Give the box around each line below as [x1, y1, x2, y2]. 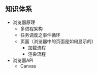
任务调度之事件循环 [20, 32, 61, 38]
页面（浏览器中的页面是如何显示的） [20, 38, 96, 44]
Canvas [20, 63, 37, 69]
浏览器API [12, 57, 34, 63]
